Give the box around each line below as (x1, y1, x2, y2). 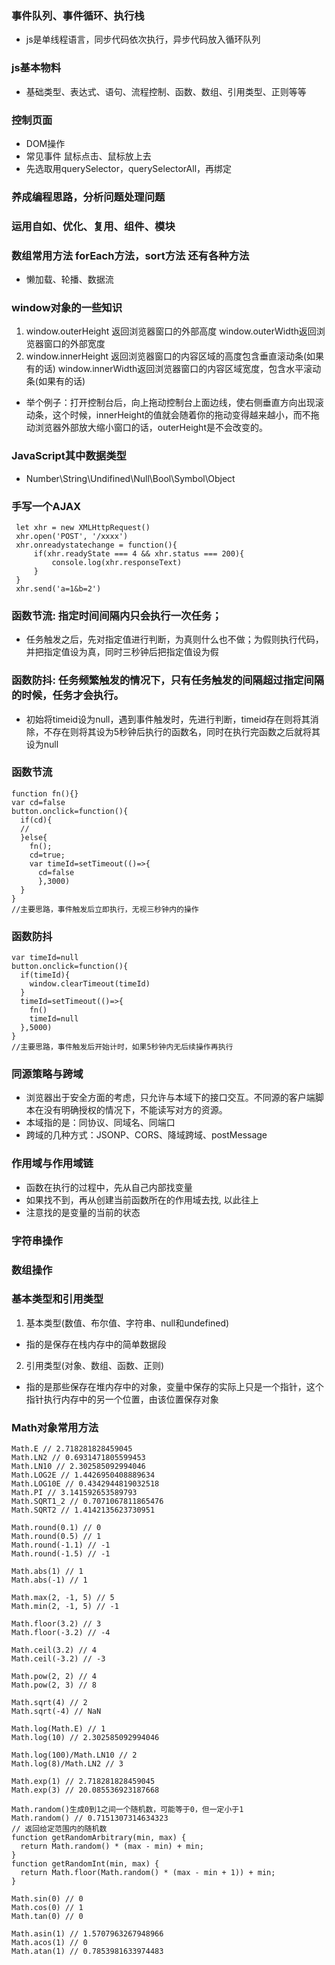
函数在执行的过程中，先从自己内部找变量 (25, 1181, 193, 1193)
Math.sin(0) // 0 (11, 1894, 84, 1904)
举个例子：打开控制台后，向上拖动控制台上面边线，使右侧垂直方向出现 (25, 397, 316, 409)
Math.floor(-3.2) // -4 (11, 1628, 111, 1638)
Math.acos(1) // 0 (11, 1938, 88, 1948)
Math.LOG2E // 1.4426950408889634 (11, 1470, 156, 1481)
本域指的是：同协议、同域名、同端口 (25, 1117, 176, 1129)
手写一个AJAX (11, 499, 82, 513)
